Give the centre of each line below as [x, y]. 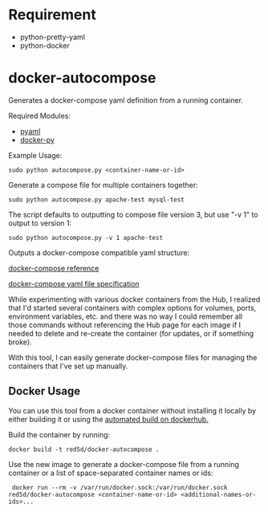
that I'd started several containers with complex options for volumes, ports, [132, 307]
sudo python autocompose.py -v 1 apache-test [85, 238]
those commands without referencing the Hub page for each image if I [125, 325]
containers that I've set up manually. [68, 366]
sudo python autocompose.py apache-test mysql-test [96, 199]
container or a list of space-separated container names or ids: [111, 473]
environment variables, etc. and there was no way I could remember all [126, 316]
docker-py [37, 140]
